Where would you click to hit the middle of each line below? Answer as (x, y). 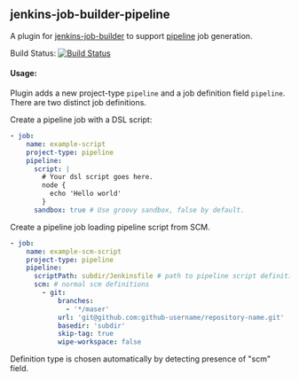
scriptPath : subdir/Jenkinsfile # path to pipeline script (145, 276)
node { (54, 185)
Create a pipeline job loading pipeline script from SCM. (110, 227)
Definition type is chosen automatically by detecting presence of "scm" (141, 359)
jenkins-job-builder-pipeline (90, 15)
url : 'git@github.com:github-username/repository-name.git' (171, 317)
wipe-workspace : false (99, 342)
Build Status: (33, 53)
